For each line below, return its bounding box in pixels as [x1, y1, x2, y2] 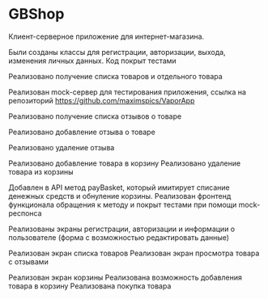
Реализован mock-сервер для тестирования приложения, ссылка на [8, 86, 247, 97]
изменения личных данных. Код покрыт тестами [8, 56, 177, 65]
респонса [8, 208, 42, 218]
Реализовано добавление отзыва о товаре [8, 127, 155, 137]
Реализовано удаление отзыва [8, 142, 115, 152]
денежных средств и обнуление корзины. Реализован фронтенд [8, 191, 232, 200]
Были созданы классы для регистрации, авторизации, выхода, [8, 47, 226, 57]
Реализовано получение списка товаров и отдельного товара [8, 71, 223, 81]
